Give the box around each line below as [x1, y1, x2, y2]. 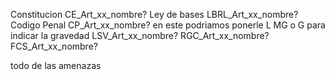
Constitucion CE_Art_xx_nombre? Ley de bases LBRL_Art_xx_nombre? [10, 9, 299, 20]
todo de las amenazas [10, 60, 102, 71]
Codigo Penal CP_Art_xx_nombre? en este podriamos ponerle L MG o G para [10, 19, 326, 31]
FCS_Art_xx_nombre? [10, 40, 98, 52]
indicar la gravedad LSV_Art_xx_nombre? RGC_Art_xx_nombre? [10, 30, 270, 41]
